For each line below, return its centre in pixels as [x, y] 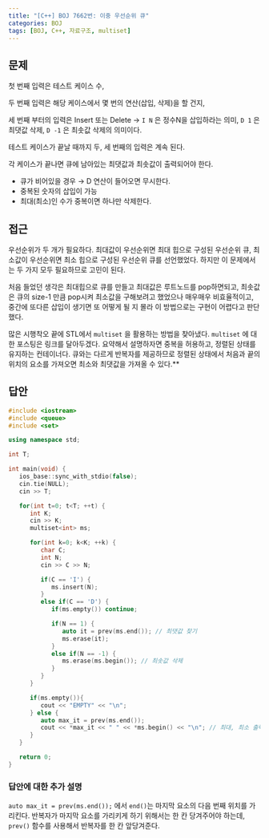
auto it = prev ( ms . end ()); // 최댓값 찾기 [130, 631]
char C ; [53, 550]
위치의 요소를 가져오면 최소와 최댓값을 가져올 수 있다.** [94, 364]
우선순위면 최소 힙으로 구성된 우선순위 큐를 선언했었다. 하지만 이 [128, 260]
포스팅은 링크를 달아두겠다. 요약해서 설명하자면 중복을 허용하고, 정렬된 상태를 [136, 344]
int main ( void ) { [37, 469]
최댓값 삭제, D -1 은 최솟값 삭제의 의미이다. [75, 130]
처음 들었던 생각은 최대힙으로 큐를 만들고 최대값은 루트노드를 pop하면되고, [124, 287]
